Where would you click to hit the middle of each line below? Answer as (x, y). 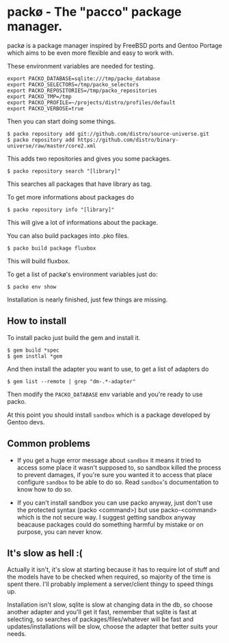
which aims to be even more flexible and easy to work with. (91, 53)
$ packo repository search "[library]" (64, 171)
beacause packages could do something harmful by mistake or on (110, 524)
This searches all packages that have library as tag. (80, 184)
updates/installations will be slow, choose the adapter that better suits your (112, 627)
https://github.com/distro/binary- (128, 140)
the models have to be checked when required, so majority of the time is (109, 577)
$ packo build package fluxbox (52, 248)
